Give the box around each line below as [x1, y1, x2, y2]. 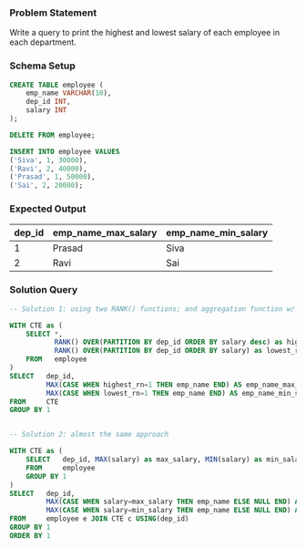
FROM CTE [9, 397, 59, 407]
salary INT [25, 106, 67, 115]
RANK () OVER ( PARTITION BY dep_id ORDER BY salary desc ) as [54, 337, 283, 347]
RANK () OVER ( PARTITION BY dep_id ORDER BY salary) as [54, 346, 262, 356]
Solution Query [9, 284, 78, 296]
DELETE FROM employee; [9, 130, 96, 140]
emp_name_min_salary [165, 226, 269, 239]
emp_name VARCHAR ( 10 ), [25, 88, 112, 98]
